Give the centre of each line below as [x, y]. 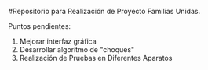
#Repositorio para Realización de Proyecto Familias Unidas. [104, 11]
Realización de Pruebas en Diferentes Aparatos [96, 58]
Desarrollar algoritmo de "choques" [77, 49]
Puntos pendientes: [40, 26]
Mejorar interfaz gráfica [58, 41]
